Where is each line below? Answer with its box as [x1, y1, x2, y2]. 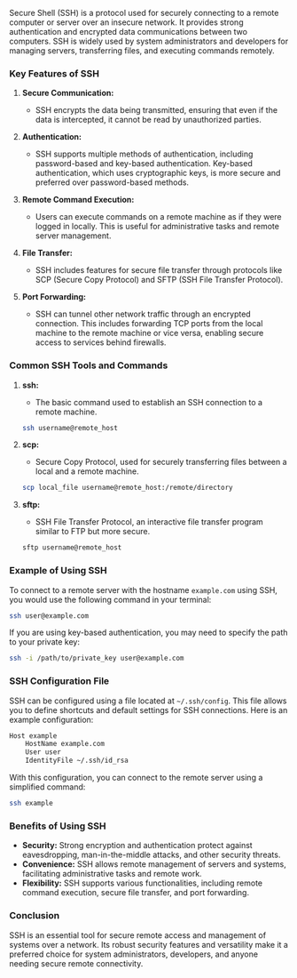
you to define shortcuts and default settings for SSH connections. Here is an [9, 704, 288, 715]
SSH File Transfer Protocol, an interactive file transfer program [35, 517, 263, 527]
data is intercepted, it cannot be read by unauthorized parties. [35, 115, 262, 125]
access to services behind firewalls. [35, 337, 167, 348]
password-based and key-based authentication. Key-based [35, 158, 253, 169]
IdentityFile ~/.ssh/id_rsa [25, 756, 129, 766]
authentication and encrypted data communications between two [9, 27, 248, 36]
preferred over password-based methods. [35, 177, 189, 188]
